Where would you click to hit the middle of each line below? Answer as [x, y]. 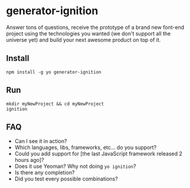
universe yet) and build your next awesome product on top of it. [83, 40]
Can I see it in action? [41, 141]
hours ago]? [29, 160]
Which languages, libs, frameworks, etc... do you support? [86, 148]
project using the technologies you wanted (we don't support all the [89, 33]
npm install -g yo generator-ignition [54, 72]
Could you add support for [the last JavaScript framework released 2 [99, 154]
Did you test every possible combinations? [66, 179]
